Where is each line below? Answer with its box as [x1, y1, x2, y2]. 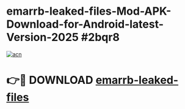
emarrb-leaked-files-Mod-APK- [6, 4, 172, 18]
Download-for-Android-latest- [6, 17, 164, 31]
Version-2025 [6, 31, 79, 44]
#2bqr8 [81, 31, 120, 44]
